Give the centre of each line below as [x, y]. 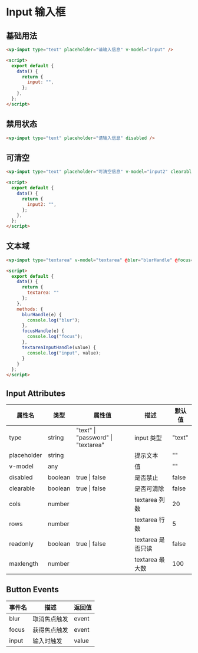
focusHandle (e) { [43, 331]
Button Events [32, 590]
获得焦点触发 [51, 630]
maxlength [24, 564]
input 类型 [148, 438]
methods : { [30, 309]
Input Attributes [36, 393]
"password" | [94, 437]
